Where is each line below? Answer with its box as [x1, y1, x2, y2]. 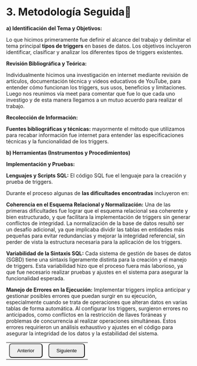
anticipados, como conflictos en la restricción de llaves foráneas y [6, 311, 166, 318]
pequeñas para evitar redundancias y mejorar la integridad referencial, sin [6, 232, 185, 239]
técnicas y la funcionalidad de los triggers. [6, 137, 109, 145]
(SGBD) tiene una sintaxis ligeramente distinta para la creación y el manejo [6, 256, 187, 263]
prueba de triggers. [6, 178, 53, 185]
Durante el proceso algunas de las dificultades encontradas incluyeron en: [6, 189, 189, 196]
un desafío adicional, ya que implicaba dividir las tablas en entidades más [6, 226, 184, 233]
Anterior [17, 347, 35, 354]
